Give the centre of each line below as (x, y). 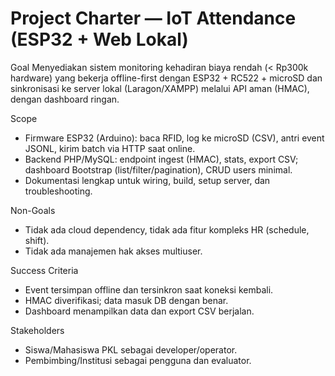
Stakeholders (37, 330)
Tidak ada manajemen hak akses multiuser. (113, 251)
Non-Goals (33, 210)
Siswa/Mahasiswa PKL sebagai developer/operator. (131, 349)
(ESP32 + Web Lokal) (99, 39)
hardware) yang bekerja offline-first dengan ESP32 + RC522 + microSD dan (166, 78)
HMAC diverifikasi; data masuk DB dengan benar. (126, 300)
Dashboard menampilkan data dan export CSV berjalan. (139, 311)
